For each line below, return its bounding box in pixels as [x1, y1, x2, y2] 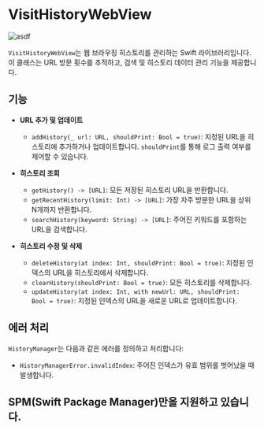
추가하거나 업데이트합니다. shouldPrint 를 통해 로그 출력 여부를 [58, 142, 251, 151]
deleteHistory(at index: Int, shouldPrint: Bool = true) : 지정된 [31, 258, 246, 267]
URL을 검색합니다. [31, 224, 88, 234]
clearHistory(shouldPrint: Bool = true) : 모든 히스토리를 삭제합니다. [31, 277, 252, 287]
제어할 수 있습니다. [31, 151, 89, 161]
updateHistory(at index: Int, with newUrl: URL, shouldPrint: [31, 287, 240, 296]
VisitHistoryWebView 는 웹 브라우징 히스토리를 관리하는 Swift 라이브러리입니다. [8, 47, 252, 57]
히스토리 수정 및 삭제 [19, 241, 83, 250]
